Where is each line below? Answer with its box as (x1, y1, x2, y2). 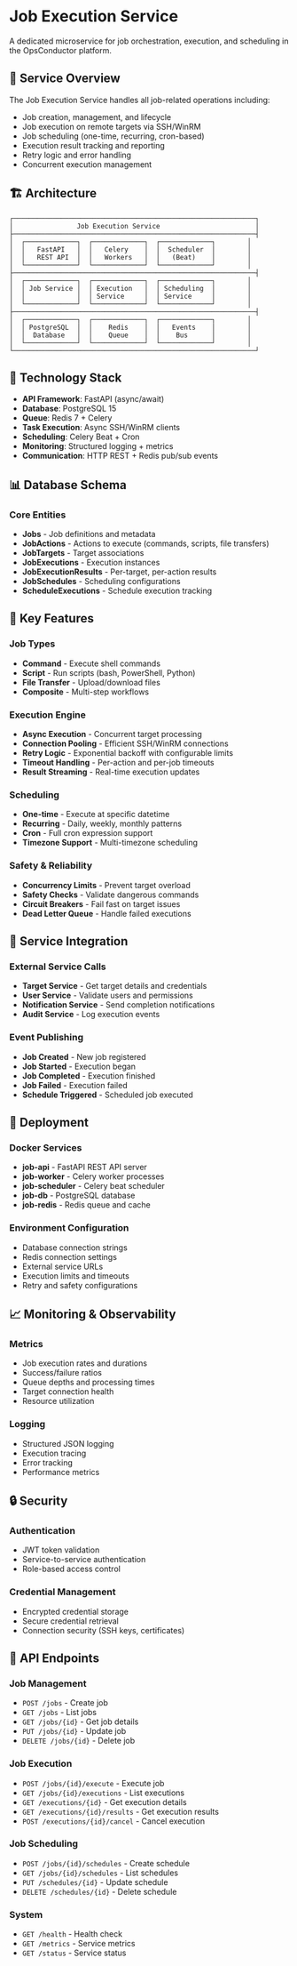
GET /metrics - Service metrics (21, 1938, 136, 1949)
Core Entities (9, 509, 66, 521)
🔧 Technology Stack (9, 370, 122, 385)
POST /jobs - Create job (21, 1697, 109, 1708)
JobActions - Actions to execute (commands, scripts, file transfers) (21, 538, 270, 549)
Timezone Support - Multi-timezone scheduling (21, 838, 198, 848)
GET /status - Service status (21, 1947, 127, 1958)
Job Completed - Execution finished (21, 1070, 156, 1081)
